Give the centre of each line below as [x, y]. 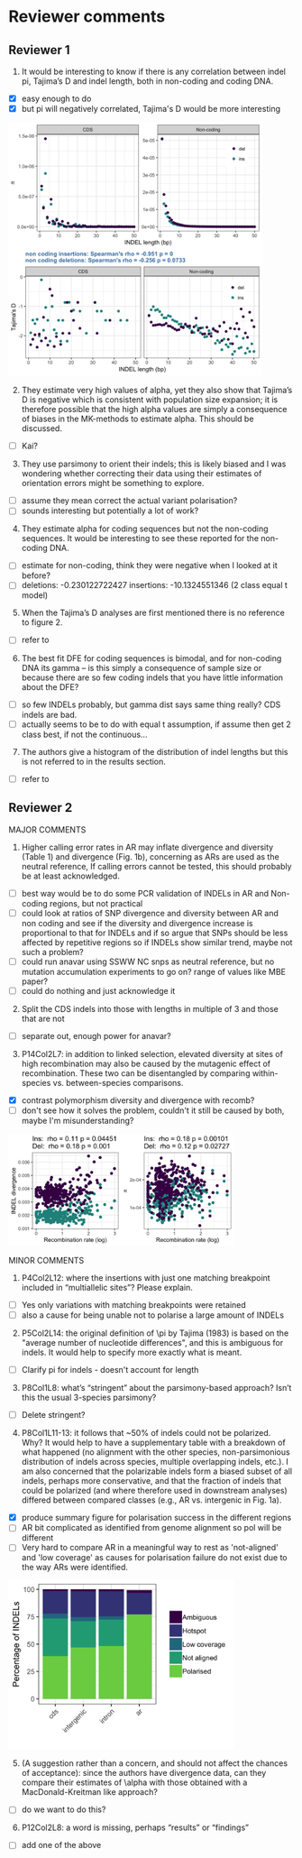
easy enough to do [56, 98]
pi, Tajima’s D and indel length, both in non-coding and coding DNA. [147, 81]
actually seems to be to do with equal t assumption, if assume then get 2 [156, 724]
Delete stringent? [53, 1415]
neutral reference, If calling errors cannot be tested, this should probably [156, 866]
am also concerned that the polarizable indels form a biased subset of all [157, 1471]
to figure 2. [42, 622]
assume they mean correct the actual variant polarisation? [129, 501]
